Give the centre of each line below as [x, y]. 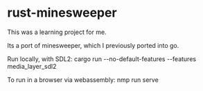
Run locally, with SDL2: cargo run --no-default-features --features [101, 59]
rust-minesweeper [62, 13]
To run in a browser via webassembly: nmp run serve [83, 80]
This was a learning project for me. [57, 32]
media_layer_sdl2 [32, 66]
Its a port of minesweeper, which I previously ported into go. [93, 45]
